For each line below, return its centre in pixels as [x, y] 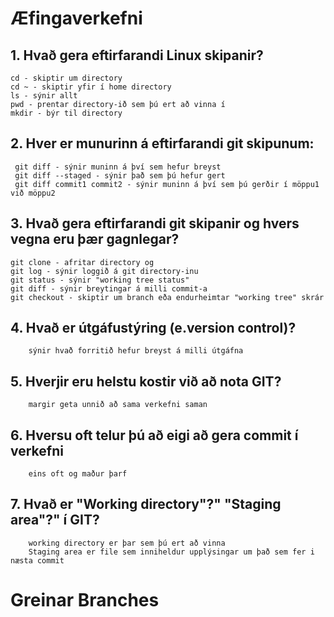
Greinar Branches [85, 600]
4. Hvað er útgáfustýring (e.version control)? [153, 328]
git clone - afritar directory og [82, 262]
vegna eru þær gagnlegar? [95, 239]
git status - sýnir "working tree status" [100, 280]
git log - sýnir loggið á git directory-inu [104, 271]
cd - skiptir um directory [66, 78]
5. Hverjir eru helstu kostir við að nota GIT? [146, 381]
